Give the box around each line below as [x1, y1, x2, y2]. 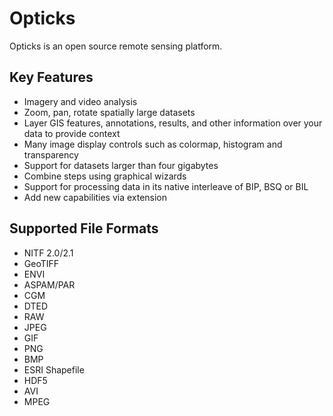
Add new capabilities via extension [23, 191, 168, 203]
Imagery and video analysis [23, 95, 138, 107]
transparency [23, 148, 79, 161]
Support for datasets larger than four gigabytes [23, 159, 219, 171]
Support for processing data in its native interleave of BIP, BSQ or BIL [23, 180, 309, 192]
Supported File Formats [9, 220, 159, 237]
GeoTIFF [23, 257, 60, 269]
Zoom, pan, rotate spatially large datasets [23, 106, 196, 118]
